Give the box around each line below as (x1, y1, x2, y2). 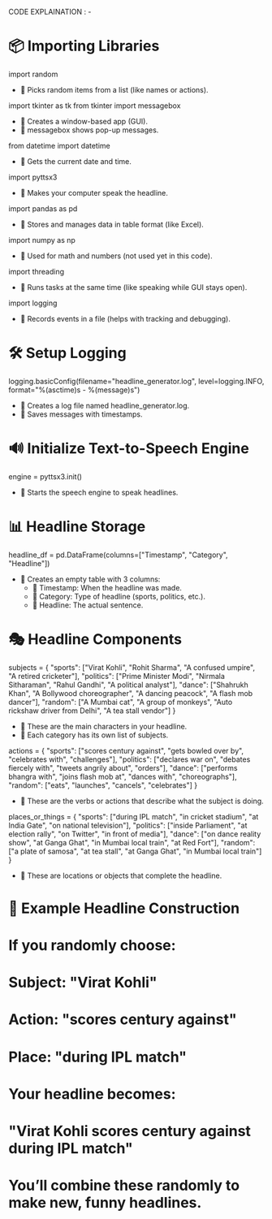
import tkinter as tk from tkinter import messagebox (8, 101, 181, 110)
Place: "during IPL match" (8, 1048, 187, 1066)
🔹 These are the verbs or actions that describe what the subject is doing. (19, 796, 264, 806)
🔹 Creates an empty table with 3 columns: (19, 574, 161, 584)
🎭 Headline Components (8, 629, 183, 648)
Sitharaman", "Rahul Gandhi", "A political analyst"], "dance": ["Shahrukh (8, 680, 249, 689)
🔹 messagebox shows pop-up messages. (19, 125, 159, 135)
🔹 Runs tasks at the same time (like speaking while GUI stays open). (19, 282, 248, 292)
